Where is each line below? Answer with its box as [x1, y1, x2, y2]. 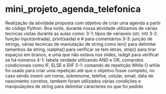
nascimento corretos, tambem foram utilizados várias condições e [5, 78, 141, 84]
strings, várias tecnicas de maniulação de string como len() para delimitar [5, 41, 157, 47]
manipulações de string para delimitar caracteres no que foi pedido [5, 83, 144, 89]
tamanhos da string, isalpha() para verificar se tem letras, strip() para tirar [5, 46, 157, 52]
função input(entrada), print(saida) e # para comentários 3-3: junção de [5, 36, 153, 42]
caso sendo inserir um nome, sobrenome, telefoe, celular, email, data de [5, 73, 154, 79]
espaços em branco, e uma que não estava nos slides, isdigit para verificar [5, 51, 160, 58]
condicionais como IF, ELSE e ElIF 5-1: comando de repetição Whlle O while [5, 62, 161, 68]
